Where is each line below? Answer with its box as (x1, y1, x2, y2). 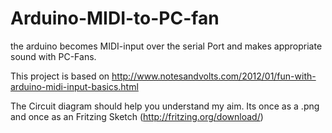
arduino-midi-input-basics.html (10, 80, 139, 92)
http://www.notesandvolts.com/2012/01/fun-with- (111, 70, 317, 82)
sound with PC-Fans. (10, 50, 97, 62)
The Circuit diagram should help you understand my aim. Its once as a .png (10, 100, 320, 112)
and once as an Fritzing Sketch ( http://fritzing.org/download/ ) (10, 110, 264, 122)
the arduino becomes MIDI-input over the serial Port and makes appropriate (10, 40, 323, 52)
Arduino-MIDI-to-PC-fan (10, 7, 220, 30)
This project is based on (10, 70, 110, 82)
